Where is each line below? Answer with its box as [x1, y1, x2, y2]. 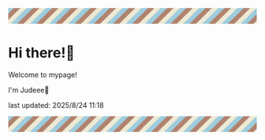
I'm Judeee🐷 [8, 85, 50, 94]
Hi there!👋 [8, 44, 75, 62]
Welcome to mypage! [8, 70, 77, 79]
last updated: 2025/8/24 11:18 [8, 100, 104, 109]
